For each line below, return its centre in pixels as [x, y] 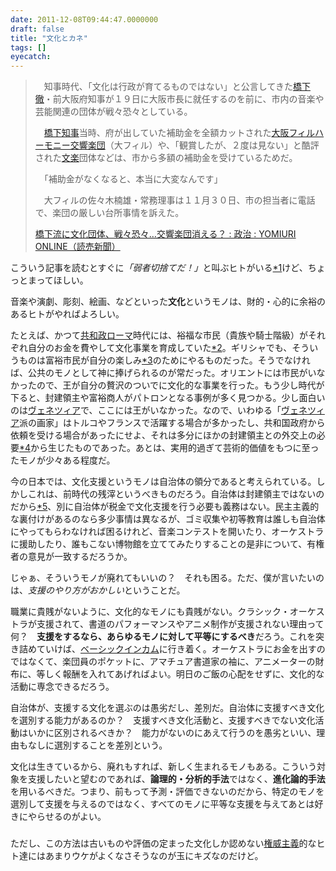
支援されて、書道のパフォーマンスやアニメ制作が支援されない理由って [180, 624]
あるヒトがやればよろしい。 [67, 314]
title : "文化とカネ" [49, 38]
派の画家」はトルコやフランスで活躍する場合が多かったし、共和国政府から [172, 423]
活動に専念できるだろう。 [62, 687]
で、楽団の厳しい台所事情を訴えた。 [109, 213]
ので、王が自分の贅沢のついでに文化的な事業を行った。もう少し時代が [180, 385]
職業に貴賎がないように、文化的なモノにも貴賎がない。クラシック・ [150, 612]
